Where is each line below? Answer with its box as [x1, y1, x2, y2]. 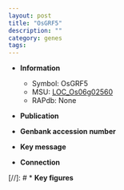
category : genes [8, 34, 62, 42]
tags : [8, 42, 26, 49]
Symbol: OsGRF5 [31, 79, 89, 89]
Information [19, 63, 61, 73]
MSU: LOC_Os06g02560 [31, 87, 114, 97]
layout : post [8, 11, 52, 20]
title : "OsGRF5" [8, 19, 62, 27]
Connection [19, 157, 60, 168]
